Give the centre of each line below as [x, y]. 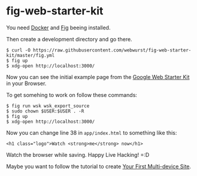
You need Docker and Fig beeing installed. [58, 28]
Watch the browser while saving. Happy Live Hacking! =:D [78, 154]
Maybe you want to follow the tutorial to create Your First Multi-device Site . [99, 166]
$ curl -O [19, 50]
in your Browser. [26, 83]
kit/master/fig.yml [31, 55]
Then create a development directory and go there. [69, 39]
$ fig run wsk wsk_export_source [48, 106]
